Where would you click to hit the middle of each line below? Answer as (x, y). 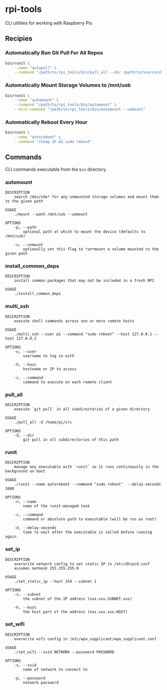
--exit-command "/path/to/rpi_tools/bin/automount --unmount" (80, 110)
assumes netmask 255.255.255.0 (46, 568)
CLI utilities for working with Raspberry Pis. (49, 23)
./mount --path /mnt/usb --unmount (51, 214)
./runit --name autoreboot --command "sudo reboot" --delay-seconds (88, 484)
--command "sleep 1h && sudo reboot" (53, 142)
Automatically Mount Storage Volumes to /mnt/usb (68, 85)
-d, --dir (24, 435)
